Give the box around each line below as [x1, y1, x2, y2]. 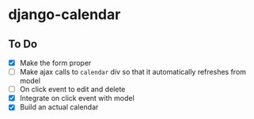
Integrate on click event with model [19, 94, 135, 103]
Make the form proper [19, 58, 92, 67]
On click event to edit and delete [19, 85, 126, 94]
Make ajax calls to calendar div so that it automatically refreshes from [19, 67, 247, 77]
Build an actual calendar [19, 102, 99, 112]
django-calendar [8, 6, 121, 24]
